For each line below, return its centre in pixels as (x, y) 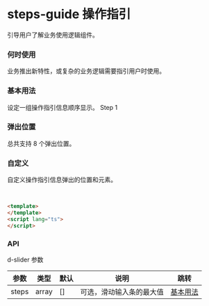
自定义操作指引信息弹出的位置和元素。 (62, 180)
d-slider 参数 (25, 259)
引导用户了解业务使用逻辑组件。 (53, 35)
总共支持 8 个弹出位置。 (41, 143)
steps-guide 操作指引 (69, 14)
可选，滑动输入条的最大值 (122, 291)
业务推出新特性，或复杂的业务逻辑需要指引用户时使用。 (86, 71)
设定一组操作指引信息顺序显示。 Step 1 (62, 107)
